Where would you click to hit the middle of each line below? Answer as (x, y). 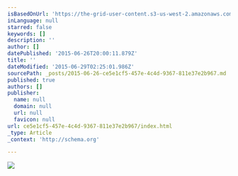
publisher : (23, 93)
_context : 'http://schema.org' (53, 139)
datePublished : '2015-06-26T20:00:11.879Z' (73, 54)
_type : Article (30, 133)
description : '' (31, 40)
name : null (30, 100)
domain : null (33, 106)
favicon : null (34, 119)
